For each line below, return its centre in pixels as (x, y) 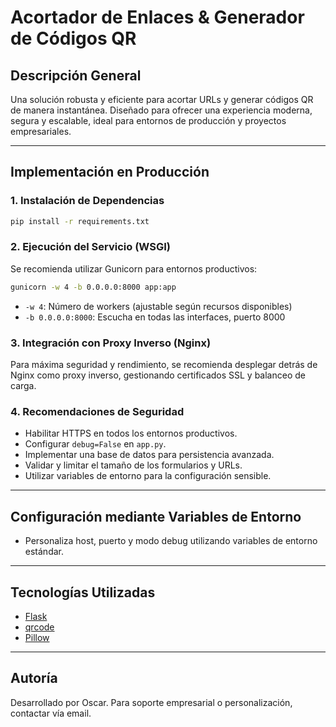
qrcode (39, 627)
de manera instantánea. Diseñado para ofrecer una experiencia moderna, (161, 110)
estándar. (44, 552)
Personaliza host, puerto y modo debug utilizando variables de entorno (171, 541)
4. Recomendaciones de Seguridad (97, 411)
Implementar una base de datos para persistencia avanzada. (149, 455)
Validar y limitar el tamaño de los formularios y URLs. (133, 465)
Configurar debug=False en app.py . (95, 444)
